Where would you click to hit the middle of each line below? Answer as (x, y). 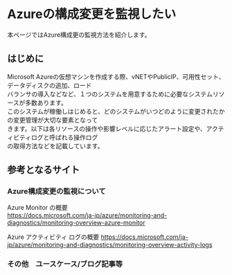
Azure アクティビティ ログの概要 (53, 237)
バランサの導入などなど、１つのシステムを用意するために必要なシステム (110, 94)
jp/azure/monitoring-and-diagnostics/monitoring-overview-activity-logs (110, 245)
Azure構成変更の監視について (56, 191)
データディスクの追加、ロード (50, 85)
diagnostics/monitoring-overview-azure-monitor (76, 223)
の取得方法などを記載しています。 (55, 145)
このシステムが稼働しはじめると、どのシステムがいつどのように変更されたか (116, 111)
